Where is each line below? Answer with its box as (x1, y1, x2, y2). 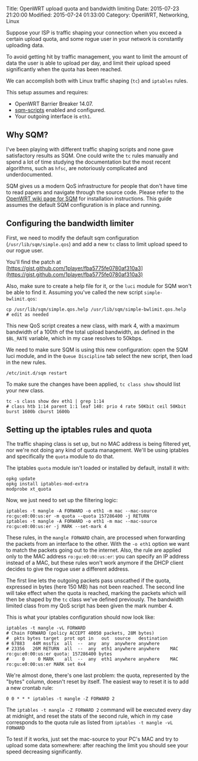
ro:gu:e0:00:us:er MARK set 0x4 (6, 661, 86, 667)
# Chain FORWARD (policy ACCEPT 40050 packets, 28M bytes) (6, 631, 155, 637)
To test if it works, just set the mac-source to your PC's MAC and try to (6, 736, 178, 743)
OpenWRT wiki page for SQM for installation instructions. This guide (6, 195, 172, 202)
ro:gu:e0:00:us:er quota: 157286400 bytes (6, 651, 112, 657)
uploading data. (6, 41, 44, 49)
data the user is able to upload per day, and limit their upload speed (6, 59, 171, 66)
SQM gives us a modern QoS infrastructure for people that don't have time (6, 182, 188, 189)
